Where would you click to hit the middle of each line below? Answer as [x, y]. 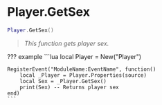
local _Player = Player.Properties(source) [83, 75]
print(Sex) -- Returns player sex [69, 87]
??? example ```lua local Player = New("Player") [74, 56]
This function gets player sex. [66, 43]
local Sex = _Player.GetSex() [63, 81]
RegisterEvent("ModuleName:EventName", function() [82, 69]
